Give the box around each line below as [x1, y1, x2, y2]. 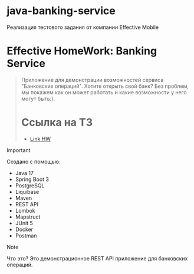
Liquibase [15, 188, 40, 195]
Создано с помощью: [6, 158, 61, 165]
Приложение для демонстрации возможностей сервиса [21, 76, 164, 83]
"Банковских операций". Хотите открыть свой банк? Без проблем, [21, 82, 189, 90]
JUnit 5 [15, 219, 33, 226]
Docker [15, 226, 34, 233]
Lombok [15, 207, 36, 214]
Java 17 [15, 169, 34, 176]
